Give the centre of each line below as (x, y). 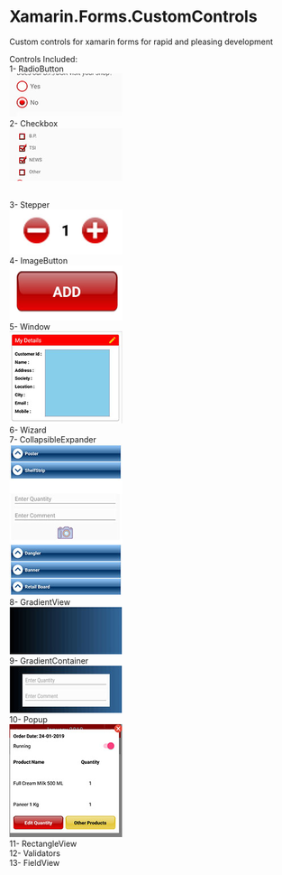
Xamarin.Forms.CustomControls (134, 17)
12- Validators (35, 853)
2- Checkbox (34, 123)
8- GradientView (40, 602)
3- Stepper (30, 204)
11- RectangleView (43, 844)
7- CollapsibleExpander (53, 440)
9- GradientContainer (49, 661)
